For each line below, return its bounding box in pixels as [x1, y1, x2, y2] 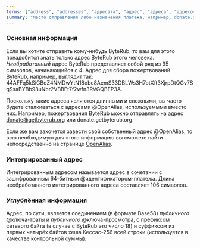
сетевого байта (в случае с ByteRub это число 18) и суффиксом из [6, 222, 174, 230]
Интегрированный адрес [6, 155, 83, 163]
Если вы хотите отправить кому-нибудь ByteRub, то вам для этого [6, 47, 176, 54]
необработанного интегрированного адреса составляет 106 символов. [6, 181, 187, 188]
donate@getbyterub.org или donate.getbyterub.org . [6, 116, 134, 123]
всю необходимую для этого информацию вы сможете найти [6, 134, 163, 141]
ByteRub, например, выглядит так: [6, 73, 93, 80]
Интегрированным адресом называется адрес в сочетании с [6, 169, 162, 176]
